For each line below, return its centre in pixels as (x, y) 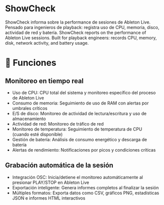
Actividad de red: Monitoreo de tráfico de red (58, 124)
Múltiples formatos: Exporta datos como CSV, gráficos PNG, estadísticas (86, 193)
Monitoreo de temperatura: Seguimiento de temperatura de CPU (77, 129)
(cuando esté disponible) (37, 134)
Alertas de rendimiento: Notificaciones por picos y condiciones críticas (84, 150)
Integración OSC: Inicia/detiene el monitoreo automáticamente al (78, 177)
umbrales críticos (30, 108)
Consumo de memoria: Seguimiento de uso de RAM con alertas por (80, 103)
